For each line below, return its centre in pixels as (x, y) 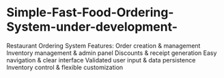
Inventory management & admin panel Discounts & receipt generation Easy (112, 53)
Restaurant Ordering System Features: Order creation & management (103, 45)
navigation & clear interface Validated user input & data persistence (101, 60)
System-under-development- (92, 27)
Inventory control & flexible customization (65, 67)
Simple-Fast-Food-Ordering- (90, 13)
